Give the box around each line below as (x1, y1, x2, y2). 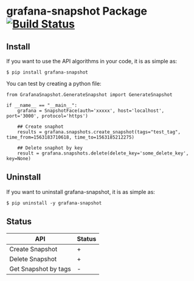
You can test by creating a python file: (6, 80, 102, 87)
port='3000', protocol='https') (6, 113, 88, 119)
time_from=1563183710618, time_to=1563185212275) (6, 134, 135, 140)
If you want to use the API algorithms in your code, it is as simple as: (6, 58, 178, 64)
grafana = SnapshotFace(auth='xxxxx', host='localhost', (17, 108, 165, 114)
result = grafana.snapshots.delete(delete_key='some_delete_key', (17, 150, 189, 156)
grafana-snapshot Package (6, 4, 148, 18)
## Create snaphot (17, 123, 64, 130)
